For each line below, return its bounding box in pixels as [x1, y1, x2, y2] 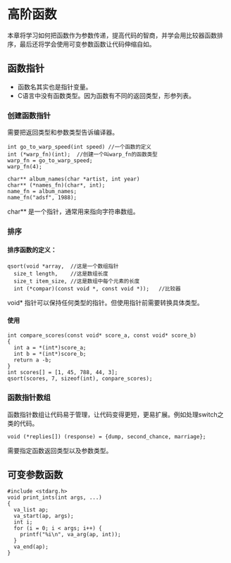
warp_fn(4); [7, 163, 42, 171]
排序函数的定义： [7, 245, 57, 254]
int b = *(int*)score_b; [13, 350, 87, 358]
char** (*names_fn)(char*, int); [7, 182, 106, 189]
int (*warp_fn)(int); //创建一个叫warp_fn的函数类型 [7, 151, 158, 159]
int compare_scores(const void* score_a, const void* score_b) [7, 332, 197, 339]
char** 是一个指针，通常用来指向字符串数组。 [7, 207, 139, 216]
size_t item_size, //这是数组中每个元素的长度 [13, 278, 140, 285]
